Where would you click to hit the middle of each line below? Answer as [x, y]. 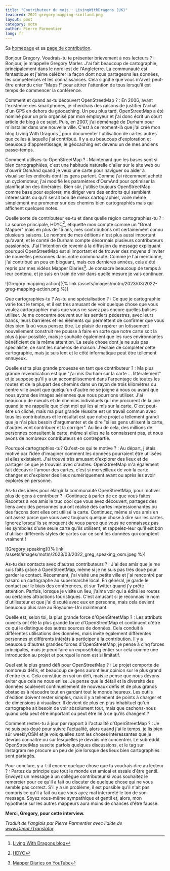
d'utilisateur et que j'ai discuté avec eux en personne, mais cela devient [80, 602]
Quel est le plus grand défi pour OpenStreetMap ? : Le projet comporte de [82, 665]
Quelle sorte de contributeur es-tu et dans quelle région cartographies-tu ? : [84, 218]
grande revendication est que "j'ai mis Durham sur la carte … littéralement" [83, 373]
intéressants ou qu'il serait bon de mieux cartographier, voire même [76, 197]
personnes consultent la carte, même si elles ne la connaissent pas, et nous [84, 433]
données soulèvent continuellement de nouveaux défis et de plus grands [81, 686]
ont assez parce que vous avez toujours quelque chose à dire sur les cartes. [85, 517]
